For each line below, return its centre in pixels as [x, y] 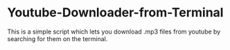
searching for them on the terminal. [57, 38]
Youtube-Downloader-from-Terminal [115, 13]
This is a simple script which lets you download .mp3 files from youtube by [114, 32]
